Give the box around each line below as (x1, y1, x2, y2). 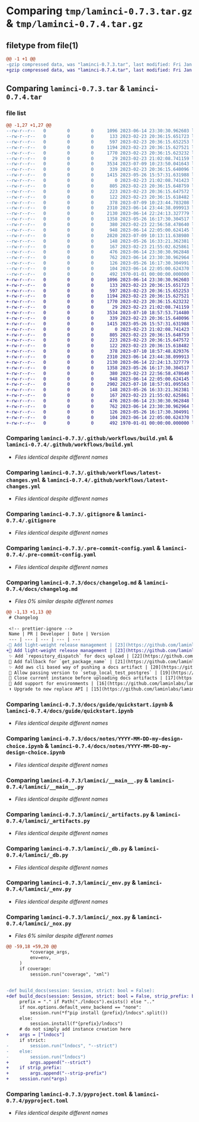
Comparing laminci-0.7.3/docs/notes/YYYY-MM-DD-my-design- (6, 734, 184, 743)
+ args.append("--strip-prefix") (6, 1070, 108, 1076)
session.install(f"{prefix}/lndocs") (30, 1021, 123, 1027)
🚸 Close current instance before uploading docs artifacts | (8, 675, 163, 681)
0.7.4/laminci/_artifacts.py (6, 817, 91, 824)
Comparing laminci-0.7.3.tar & (6, 84, 126, 94)
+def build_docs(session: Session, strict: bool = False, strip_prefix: (6, 993, 190, 999)
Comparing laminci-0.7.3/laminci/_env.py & (6, 878, 136, 887)
